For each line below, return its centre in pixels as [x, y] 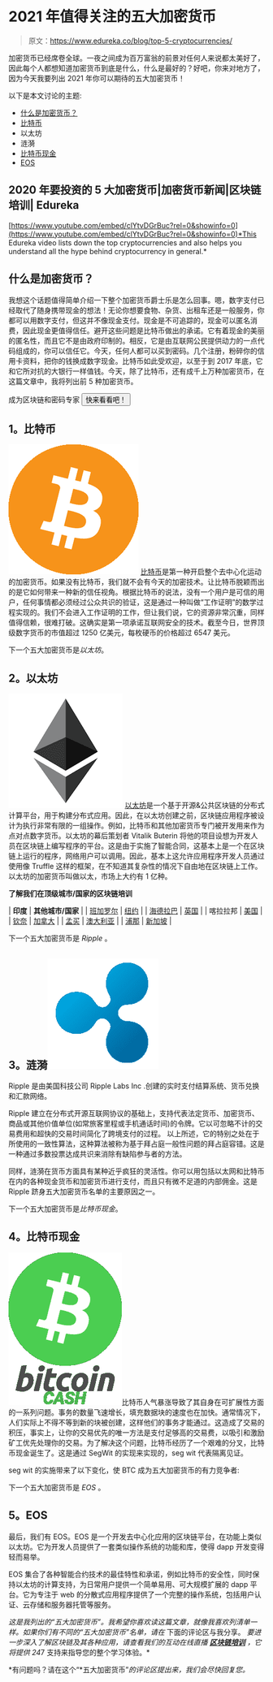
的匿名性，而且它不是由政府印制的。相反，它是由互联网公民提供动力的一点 [133, 340]
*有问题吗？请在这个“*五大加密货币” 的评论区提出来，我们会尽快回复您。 [129, 1669]
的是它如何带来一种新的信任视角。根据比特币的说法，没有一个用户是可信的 [133, 592]
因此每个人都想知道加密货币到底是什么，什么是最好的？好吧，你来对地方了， [136, 68]
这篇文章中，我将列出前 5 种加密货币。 [73, 381]
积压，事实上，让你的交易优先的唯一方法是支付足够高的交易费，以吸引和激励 [136, 1432]
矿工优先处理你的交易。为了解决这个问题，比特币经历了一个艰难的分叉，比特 [136, 1442]
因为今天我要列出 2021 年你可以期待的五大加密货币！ [97, 78]
